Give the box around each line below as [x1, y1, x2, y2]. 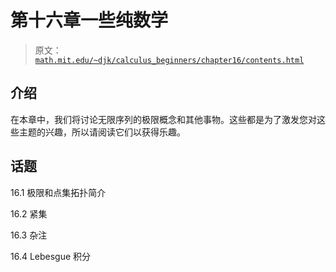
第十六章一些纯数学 [10, 9, 169, 32]
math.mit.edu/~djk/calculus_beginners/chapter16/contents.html [34, 55, 305, 65]
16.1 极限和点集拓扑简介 [10, 186, 107, 198]
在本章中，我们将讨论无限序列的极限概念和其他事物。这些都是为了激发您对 [10, 113, 317, 125]
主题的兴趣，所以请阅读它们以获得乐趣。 [18, 126, 186, 138]
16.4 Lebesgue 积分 [10, 250, 92, 262]
